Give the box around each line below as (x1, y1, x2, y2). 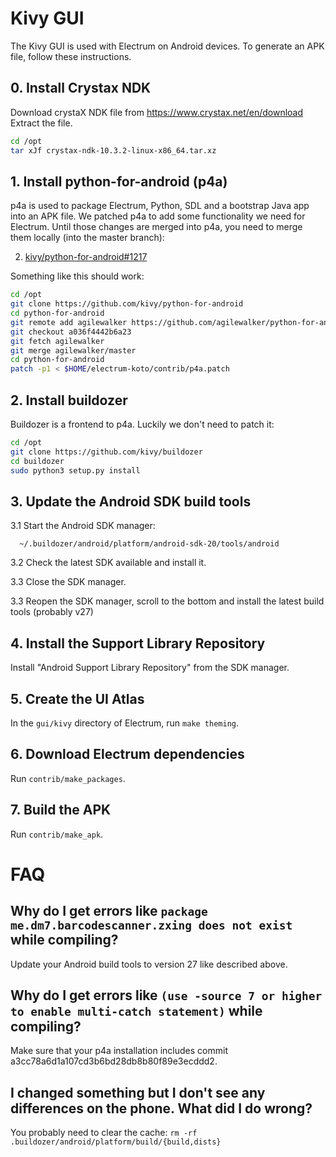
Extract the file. (10, 117, 73, 129)
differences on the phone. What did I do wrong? (10, 1100, 313, 1117)
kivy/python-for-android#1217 (24, 251, 148, 263)
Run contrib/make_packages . (10, 772, 126, 784)
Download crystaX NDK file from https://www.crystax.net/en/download (10, 106, 304, 118)
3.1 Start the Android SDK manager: (10, 520, 156, 532)
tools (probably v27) (10, 606, 94, 618)
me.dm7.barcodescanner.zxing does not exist (10, 918, 293, 933)
